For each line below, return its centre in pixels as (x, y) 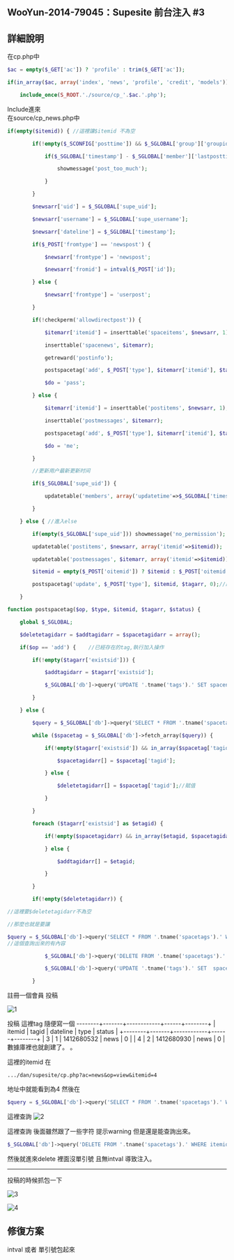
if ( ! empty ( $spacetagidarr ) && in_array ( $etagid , (116, 836)
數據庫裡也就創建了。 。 (42, 1047)
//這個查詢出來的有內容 (37, 943)
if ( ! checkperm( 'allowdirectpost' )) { (87, 320)
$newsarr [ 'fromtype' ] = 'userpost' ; (97, 295)
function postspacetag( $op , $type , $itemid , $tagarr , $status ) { (104, 610)
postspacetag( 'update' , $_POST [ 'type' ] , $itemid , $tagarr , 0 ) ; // (129, 585)
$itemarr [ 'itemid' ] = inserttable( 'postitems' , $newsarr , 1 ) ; (136, 408)
